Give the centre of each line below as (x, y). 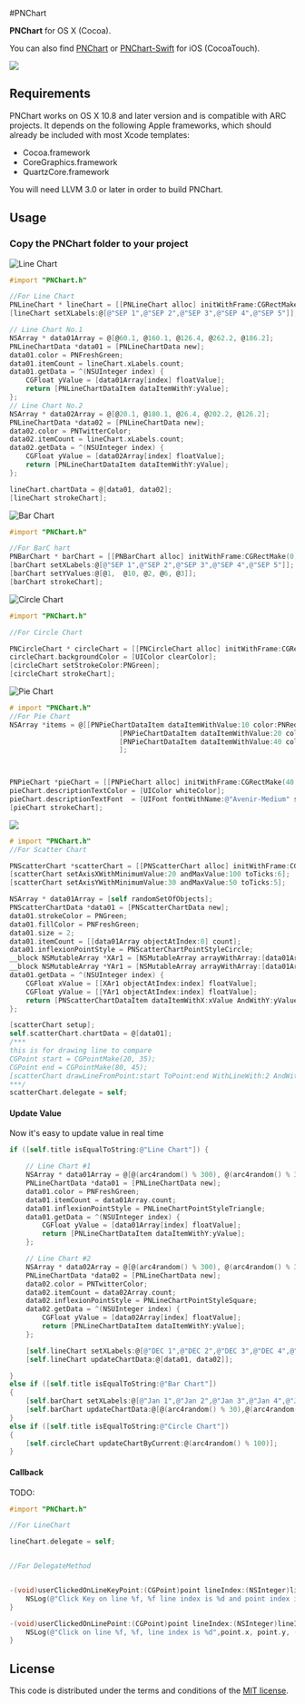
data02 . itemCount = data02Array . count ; (101, 1292)
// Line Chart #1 (59, 1166)
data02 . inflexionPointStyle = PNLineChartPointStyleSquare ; (142, 1301)
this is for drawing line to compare (81, 1051)
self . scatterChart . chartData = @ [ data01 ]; (91, 1033)
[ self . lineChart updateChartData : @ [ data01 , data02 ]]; (129, 1359)
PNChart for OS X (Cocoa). (60, 30)
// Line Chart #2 (59, 1259)
